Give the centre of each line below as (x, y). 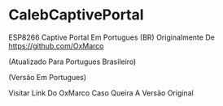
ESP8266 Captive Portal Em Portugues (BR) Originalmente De (112, 37)
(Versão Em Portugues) (48, 77)
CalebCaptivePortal (76, 15)
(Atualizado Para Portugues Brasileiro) (72, 61)
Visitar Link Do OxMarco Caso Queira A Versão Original (101, 93)
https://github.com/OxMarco (56, 45)
